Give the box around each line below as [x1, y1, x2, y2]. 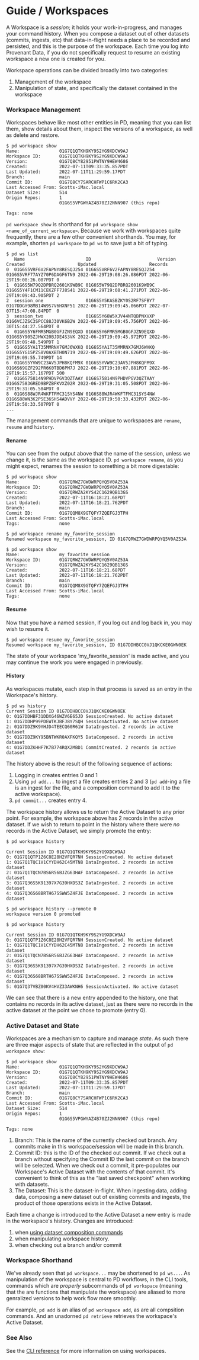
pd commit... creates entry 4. [14, 797, 87, 804]
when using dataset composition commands [14, 1229, 123, 1236]
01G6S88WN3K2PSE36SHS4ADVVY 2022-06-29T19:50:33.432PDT [6, 396, 147, 402]
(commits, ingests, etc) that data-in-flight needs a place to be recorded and [6, 36, 191, 43]
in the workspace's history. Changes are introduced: [6, 1217, 134, 1224]
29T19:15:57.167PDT [6, 370, 54, 377]
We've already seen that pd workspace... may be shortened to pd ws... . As [6, 1269, 191, 1277]
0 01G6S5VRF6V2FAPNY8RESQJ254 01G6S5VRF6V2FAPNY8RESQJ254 [6, 267, 155, 273]
